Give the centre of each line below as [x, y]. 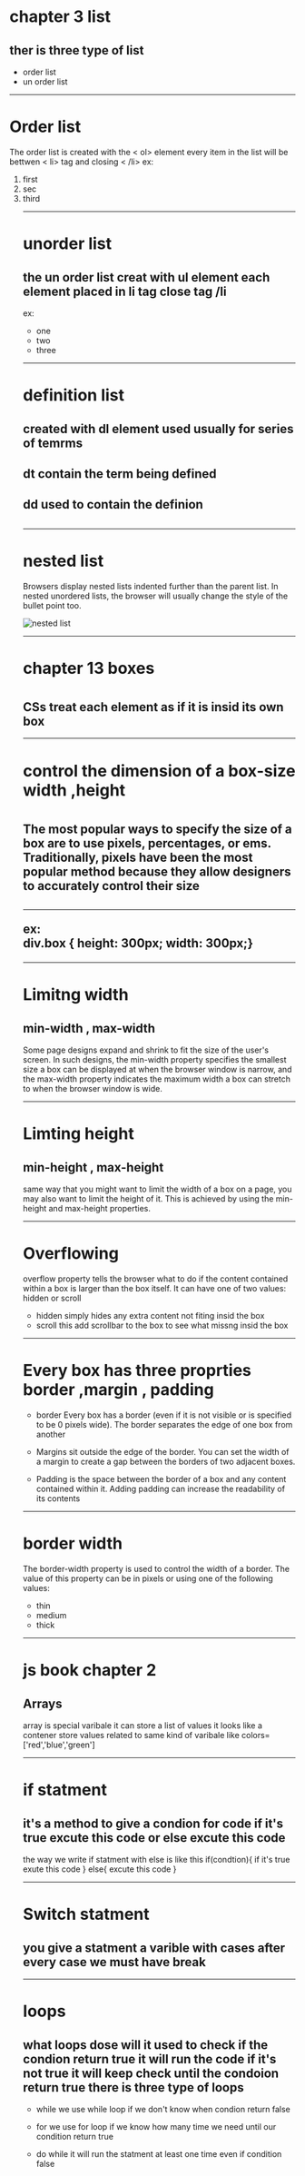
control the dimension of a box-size [159, 771]
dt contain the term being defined [119, 474]
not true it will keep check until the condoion [151, 2073]
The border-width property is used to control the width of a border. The [156, 1569]
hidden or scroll [52, 1298]
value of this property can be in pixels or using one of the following [148, 1578]
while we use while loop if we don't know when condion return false [163, 2109]
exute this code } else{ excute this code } [99, 1869]
